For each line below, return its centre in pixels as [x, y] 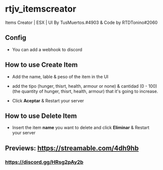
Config [16, 38]
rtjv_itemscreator [41, 9]
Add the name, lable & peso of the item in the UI [60, 76]
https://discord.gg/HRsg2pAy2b [44, 162]
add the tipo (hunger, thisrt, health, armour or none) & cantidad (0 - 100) [85, 86]
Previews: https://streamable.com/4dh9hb [72, 148]
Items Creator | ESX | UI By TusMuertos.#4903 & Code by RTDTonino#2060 [81, 22]
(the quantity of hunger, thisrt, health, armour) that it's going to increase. [85, 91]
